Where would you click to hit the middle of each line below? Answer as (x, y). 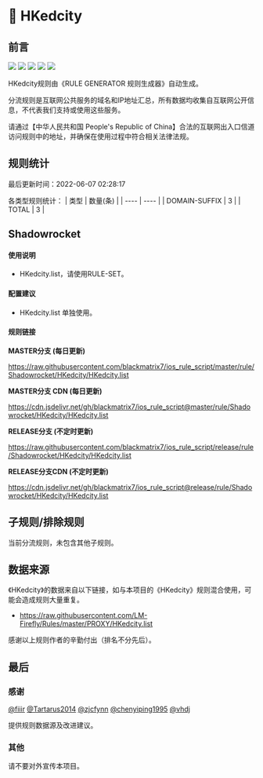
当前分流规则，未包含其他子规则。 (63, 542)
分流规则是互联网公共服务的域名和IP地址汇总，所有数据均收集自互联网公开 (128, 100)
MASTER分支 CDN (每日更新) (55, 391)
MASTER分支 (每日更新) (47, 351)
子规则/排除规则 (46, 522)
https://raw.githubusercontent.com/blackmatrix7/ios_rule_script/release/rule (131, 447)
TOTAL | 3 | (27, 209)
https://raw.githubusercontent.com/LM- (83, 615)
